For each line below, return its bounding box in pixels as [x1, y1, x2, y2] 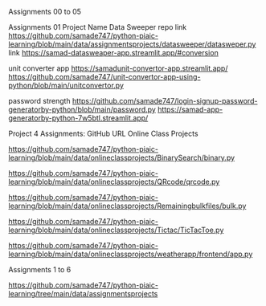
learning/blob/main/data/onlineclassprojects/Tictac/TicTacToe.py [8, 225, 224, 235]
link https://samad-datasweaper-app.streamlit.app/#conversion [8, 48, 219, 57]
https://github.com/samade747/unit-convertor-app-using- [8, 72, 201, 81]
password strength [8, 96, 71, 105]
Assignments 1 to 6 [8, 265, 72, 274]
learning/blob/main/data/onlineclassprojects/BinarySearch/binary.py [8, 153, 235, 162]
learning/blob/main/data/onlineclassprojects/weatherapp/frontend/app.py [8, 249, 253, 259]
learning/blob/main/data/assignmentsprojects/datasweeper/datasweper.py [8, 39, 256, 49]
